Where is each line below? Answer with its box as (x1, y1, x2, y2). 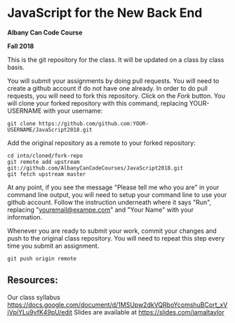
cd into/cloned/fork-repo (7, 152, 83, 159)
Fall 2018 (7, 42, 34, 50)
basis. (7, 63, 25, 71)
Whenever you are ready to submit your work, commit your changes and (7, 227, 217, 235)
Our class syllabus (7, 293, 61, 301)
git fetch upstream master (7, 170, 86, 177)
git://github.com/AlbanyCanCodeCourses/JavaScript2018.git (7, 164, 184, 172)
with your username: (43, 106, 103, 115)
